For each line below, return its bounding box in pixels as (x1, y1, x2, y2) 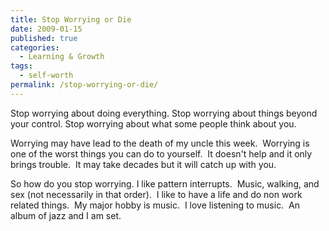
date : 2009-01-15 (10, 24, 83, 34)
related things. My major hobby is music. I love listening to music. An (10, 199, 300, 211)
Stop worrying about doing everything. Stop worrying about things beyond (10, 107, 318, 119)
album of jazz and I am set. (10, 209, 122, 221)
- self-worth (19, 71, 74, 81)
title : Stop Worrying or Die (10, 14, 132, 25)
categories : (10, 42, 60, 53)
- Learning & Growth (19, 52, 105, 62)
